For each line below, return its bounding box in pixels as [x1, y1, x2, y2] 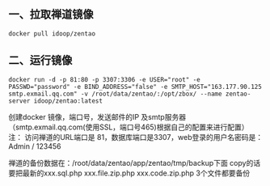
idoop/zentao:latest [33, 96, 103, 105]
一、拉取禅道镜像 [8, 7, 94, 22]
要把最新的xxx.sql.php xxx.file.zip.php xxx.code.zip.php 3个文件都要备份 [8, 168, 251, 178]
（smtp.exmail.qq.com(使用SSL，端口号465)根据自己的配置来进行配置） [8, 122, 249, 132]
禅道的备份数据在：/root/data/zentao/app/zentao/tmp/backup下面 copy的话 [8, 158, 261, 167]
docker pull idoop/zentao [8, 29, 95, 38]
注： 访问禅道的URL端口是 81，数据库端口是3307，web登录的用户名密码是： [8, 132, 264, 142]
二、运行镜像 [8, 53, 73, 67]
